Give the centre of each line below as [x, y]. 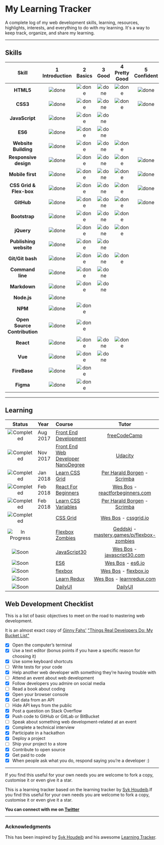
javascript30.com [125, 555]
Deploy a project [29, 739]
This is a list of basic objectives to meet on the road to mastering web [75, 616]
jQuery [22, 230]
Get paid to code [29, 755]
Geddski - [125, 529]
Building [23, 149]
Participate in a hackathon [38, 733]
